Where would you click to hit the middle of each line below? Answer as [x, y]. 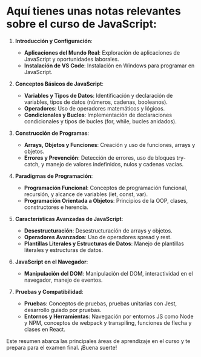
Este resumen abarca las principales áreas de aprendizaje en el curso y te [98, 341]
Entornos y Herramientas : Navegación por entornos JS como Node [109, 316]
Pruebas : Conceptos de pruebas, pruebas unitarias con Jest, [100, 303]
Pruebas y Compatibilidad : [49, 291]
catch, [32, 164]
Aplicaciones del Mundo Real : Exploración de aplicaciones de [102, 52]
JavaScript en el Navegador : [51, 262]
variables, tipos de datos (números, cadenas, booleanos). [96, 102]
